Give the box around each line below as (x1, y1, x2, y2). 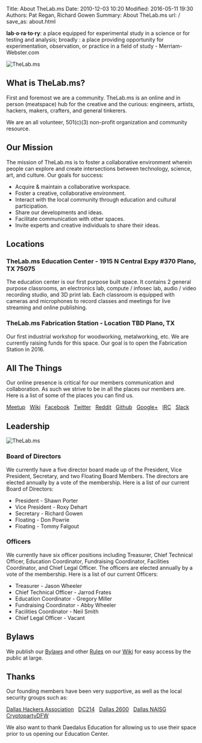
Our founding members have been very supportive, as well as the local (6, 687, 182, 695)
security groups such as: (6, 694, 68, 701)
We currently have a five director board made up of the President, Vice (6, 466, 182, 473)
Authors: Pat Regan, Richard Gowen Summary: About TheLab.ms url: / (6, 11, 181, 19)
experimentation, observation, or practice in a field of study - (6, 42, 158, 49)
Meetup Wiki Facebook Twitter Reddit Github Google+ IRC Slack (6, 404, 189, 411)
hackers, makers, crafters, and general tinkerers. (6, 107, 127, 114)
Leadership (6, 421, 50, 431)
